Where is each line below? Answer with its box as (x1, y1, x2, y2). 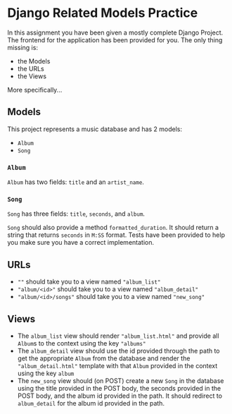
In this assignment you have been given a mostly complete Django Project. (7, 28, 224, 37)
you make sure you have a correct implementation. (7, 238, 155, 247)
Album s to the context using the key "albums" (17, 339, 146, 347)
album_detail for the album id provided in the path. (17, 398, 165, 407)
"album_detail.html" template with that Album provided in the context (17, 361, 218, 370)
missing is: (7, 43, 39, 51)
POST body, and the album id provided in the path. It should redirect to (17, 391, 223, 400)
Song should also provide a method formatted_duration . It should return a (7, 224, 219, 232)
